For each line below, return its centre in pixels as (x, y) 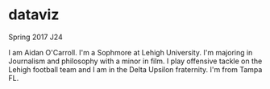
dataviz (34, 15)
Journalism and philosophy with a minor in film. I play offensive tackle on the (135, 61)
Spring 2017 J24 (35, 37)
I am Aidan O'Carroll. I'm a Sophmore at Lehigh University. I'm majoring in (131, 52)
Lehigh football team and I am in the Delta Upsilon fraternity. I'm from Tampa (135, 69)
